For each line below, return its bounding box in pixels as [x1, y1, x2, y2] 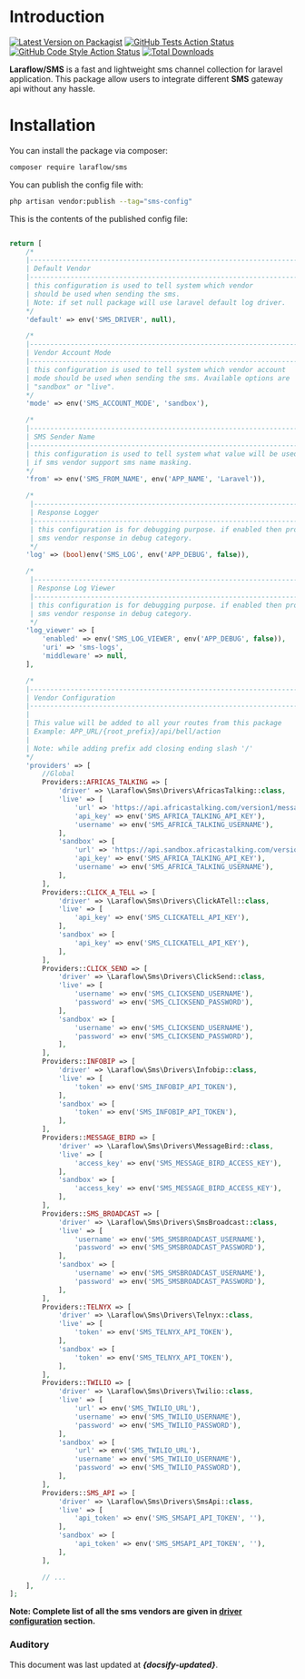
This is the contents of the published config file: [9, 213, 188, 224]
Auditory [9, 1638, 50, 1651]
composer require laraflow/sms [9, 162, 128, 172]
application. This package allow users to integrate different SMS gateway [9, 73, 283, 84]
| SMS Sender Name [25, 432, 95, 441]
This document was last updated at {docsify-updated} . [9, 1659, 219, 1670]
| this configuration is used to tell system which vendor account [25, 365, 286, 374]
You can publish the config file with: [9, 179, 143, 190]
